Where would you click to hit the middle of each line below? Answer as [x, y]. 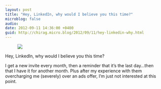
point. [11, 81]
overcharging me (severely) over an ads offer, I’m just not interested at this [81, 76]
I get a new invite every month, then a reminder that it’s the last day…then [80, 66]
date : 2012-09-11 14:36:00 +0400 [39, 28]
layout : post [18, 10]
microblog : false [23, 19]
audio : [12, 23]
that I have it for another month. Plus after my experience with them [74, 71]
